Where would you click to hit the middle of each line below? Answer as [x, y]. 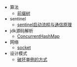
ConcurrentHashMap [38, 36]
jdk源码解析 [21, 31]
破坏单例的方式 [32, 59]
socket [24, 47]
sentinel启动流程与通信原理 [44, 24]
